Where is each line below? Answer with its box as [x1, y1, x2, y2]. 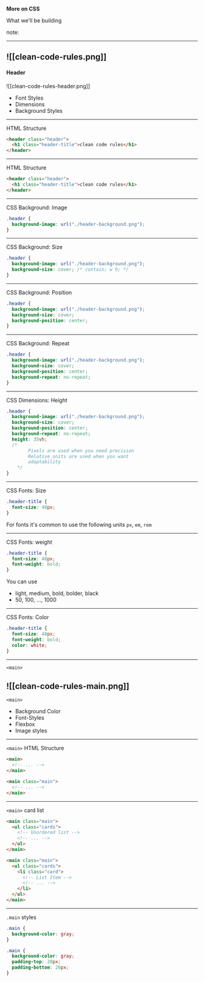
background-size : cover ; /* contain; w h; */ [12, 266, 129, 273]
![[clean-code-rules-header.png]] [6, 82, 90, 90]
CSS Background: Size [6, 243, 63, 251]
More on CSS [6, 5, 40, 12]
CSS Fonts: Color [6, 614, 49, 621]
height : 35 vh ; [12, 436, 47, 442]
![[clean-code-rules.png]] [6, 52, 107, 63]
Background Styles [15, 107, 63, 114]
